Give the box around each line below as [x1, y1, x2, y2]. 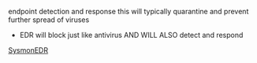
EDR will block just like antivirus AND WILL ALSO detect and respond [19, 31, 244, 39]
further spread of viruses [8, 15, 90, 24]
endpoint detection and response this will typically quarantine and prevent [8, 7, 249, 16]
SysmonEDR [8, 46, 49, 54]
